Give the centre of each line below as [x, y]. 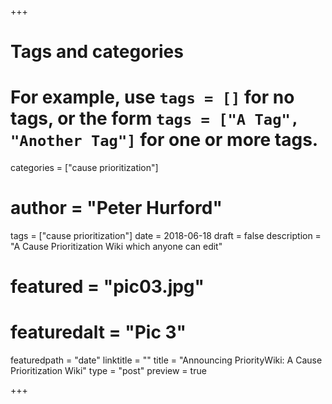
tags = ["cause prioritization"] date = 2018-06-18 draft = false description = [166, 236]
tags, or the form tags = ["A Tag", [155, 118]
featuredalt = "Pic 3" [98, 332]
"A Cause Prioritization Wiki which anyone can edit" [116, 247]
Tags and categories [97, 52]
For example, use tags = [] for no [152, 97]
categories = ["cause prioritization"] [84, 168]
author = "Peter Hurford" [116, 208]
